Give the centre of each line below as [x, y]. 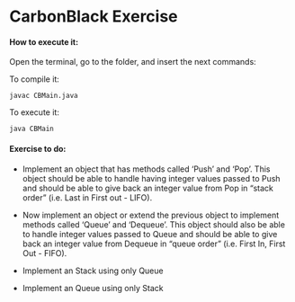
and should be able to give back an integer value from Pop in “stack [148, 188]
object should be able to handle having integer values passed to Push [151, 178]
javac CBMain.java [44, 96]
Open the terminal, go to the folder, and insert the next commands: [133, 62]
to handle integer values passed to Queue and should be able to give [150, 234]
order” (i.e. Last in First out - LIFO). [87, 197]
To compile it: [35, 79]
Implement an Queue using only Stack [93, 288]
